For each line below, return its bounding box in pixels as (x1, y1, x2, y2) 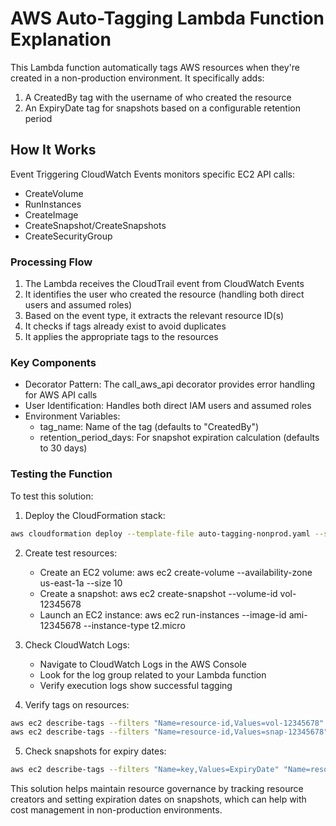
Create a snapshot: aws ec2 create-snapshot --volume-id (39, 587, 278, 599)
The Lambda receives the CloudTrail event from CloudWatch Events (24, 278, 305, 290)
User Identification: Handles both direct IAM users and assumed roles (24, 400, 312, 412)
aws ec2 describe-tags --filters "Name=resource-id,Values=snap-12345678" (10, 727, 329, 737)
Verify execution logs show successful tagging (39, 679, 233, 691)
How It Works (10, 142, 97, 159)
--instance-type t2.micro (83, 619, 186, 631)
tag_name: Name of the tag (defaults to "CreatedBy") (39, 421, 260, 433)
